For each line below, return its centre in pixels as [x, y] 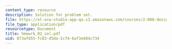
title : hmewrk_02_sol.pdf [33, 34]
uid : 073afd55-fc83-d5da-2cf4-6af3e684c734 [52, 39]
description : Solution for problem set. [49, 15]
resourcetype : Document [31, 29]
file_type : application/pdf [35, 24]
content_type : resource [31, 10]
